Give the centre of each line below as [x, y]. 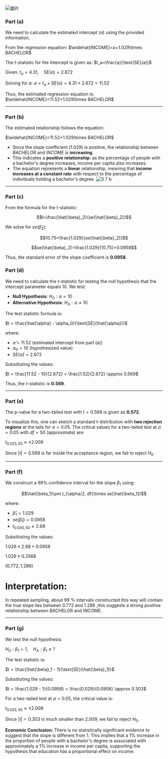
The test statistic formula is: [34, 314]
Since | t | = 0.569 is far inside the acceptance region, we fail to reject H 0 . [80, 454]
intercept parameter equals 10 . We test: [46, 286]
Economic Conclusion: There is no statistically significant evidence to [77, 730]
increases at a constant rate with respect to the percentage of [77, 174]
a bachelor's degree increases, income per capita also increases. [80, 163]
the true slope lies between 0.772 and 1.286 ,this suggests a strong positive [83, 605]
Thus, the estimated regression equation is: [50, 94]
